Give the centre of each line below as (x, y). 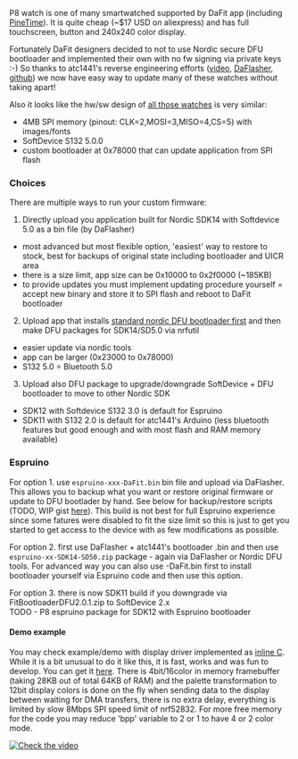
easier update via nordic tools (77, 348)
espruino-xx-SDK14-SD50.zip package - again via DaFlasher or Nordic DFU (146, 556)
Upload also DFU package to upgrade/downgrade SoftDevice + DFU (148, 384)
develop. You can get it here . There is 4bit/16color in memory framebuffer (145, 670)
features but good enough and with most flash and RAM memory (141, 430)
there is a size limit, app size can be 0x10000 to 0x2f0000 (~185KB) (147, 275)
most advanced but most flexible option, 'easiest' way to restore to (145, 247)
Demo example (38, 632)
